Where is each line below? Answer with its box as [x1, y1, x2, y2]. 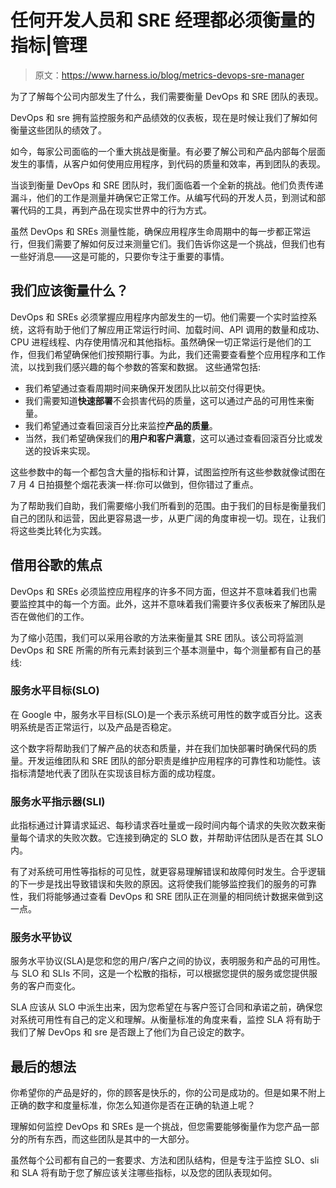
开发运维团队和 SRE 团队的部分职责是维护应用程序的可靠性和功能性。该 [27, 754, 322, 766]
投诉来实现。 [42, 444, 96, 456]
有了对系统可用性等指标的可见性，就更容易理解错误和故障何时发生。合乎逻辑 [10, 866, 326, 878]
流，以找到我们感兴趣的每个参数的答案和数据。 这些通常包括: [10, 361, 261, 373]
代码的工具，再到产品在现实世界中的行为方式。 [18, 204, 212, 216]
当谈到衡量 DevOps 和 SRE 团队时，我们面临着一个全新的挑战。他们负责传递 [10, 179, 324, 191]
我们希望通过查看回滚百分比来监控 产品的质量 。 [24, 419, 218, 431]
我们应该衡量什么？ [10, 282, 129, 300]
